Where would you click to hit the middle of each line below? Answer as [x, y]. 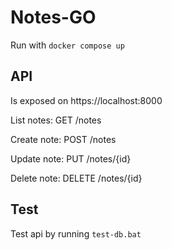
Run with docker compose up [67, 45]
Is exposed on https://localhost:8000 [86, 100]
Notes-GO [53, 17]
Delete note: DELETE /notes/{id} [76, 178]
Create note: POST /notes [63, 139]
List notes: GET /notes [56, 120]
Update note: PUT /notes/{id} [71, 158]
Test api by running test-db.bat [76, 233]
